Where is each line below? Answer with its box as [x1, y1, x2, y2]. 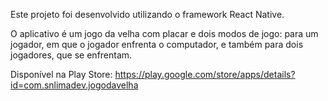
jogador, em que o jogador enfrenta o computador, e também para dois [10, 39, 304, 50]
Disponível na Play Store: [10, 69, 113, 80]
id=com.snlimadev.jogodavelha [10, 79, 139, 91]
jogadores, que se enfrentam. [10, 49, 133, 61]
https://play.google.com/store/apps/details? [114, 69, 296, 80]
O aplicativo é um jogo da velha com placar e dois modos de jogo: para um [10, 28, 319, 39]
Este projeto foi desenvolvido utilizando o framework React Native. [10, 9, 285, 20]
